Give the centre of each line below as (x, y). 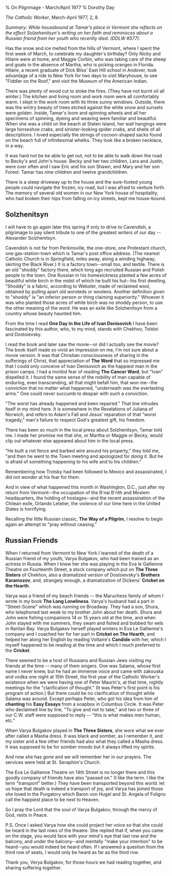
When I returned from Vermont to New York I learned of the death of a (80, 553)
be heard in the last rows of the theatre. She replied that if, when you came (84, 830)
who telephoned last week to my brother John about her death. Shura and (83, 612)
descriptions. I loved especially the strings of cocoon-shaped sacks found (84, 135)
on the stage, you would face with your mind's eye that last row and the (81, 836)
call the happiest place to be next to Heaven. (53, 799)
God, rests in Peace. (27, 815)
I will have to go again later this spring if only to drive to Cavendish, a (78, 227)
